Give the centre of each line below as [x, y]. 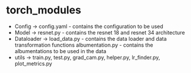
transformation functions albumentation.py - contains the [84, 45]
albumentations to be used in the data [61, 51]
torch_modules [43, 10]
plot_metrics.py [33, 63]
